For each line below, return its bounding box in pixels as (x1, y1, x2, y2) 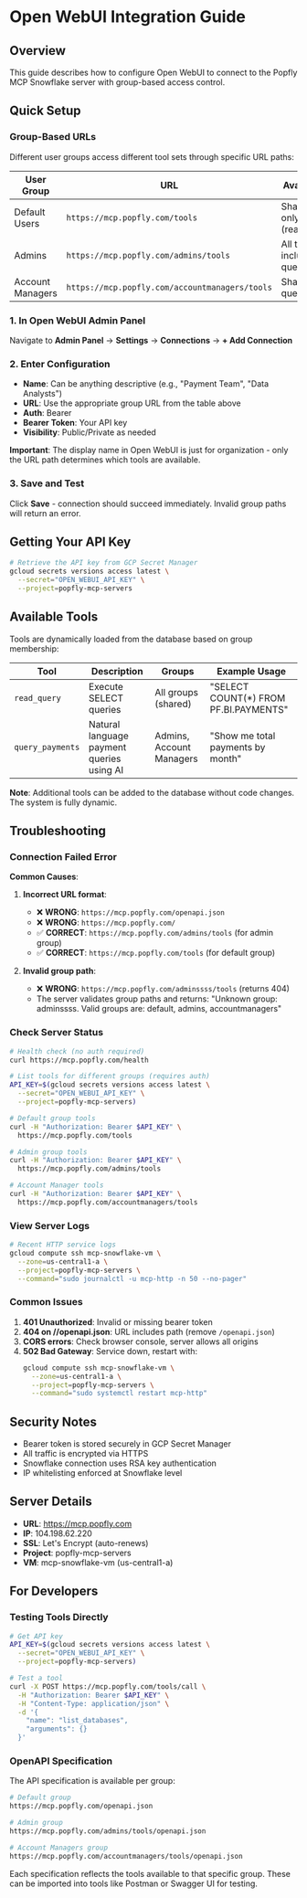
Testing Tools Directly (9, 1611, 109, 1624)
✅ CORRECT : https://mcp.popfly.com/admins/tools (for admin (36, 928, 274, 938)
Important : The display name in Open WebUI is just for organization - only (9, 445, 289, 456)
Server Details (9, 1494, 93, 1510)
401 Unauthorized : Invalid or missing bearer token (22, 1316, 213, 1327)
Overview (9, 43, 67, 58)
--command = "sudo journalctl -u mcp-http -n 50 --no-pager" (17, 1274, 248, 1283)
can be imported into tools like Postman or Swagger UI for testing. (9, 1878, 259, 1889)
